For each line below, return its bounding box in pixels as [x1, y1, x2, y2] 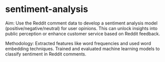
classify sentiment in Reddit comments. [5, 51, 87, 57]
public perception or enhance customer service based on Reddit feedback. [5, 30, 160, 36]
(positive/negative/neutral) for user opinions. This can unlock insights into [5, 25, 158, 31]
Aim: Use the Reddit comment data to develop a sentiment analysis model [5, 20, 158, 26]
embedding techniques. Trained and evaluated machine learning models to [5, 45, 160, 51]
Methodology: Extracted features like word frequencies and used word [5, 40, 151, 46]
